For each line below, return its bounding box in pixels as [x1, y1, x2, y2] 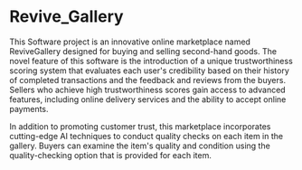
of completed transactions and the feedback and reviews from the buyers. [9, 74, 287, 85]
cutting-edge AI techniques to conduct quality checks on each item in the [9, 130, 283, 141]
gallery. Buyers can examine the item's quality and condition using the [9, 140, 271, 151]
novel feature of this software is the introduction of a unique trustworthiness [9, 55, 294, 66]
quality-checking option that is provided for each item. [9, 149, 212, 160]
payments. [9, 103, 49, 114]
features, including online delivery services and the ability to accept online [9, 93, 287, 105]
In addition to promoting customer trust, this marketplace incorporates [9, 120, 271, 132]
